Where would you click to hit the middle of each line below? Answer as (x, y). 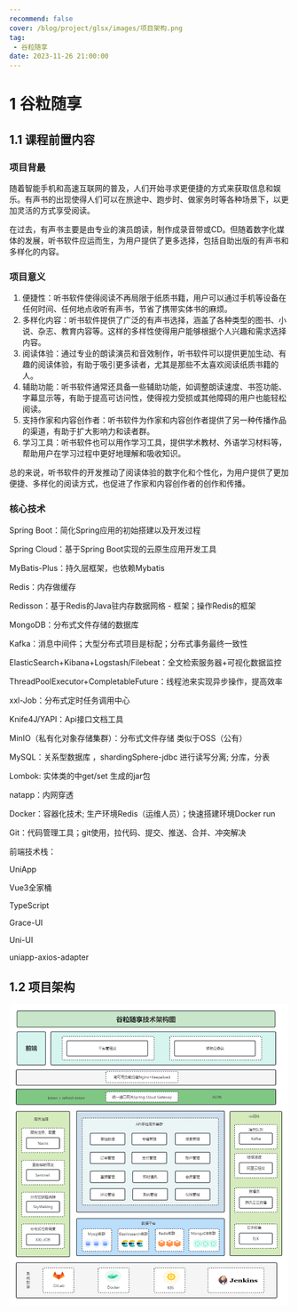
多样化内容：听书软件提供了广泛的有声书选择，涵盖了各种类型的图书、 (150, 320)
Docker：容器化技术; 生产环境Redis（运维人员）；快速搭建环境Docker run (142, 813)
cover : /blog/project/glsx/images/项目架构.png (96, 28)
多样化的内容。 (36, 252)
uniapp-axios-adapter (49, 957)
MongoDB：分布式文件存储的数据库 (74, 624)
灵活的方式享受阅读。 (55, 210)
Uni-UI (21, 939)
